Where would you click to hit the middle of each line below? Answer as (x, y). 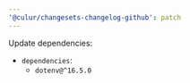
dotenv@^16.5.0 (63, 71)
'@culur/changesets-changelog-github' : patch (95, 17)
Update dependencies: (51, 43)
